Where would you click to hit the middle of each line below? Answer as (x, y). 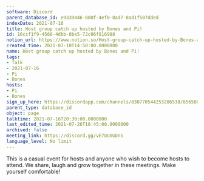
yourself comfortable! (33, 171)
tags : (13, 57)
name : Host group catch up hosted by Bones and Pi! (73, 51)
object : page (23, 113)
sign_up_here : (24, 102)
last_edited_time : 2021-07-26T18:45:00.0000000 (68, 125)
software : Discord (29, 12)
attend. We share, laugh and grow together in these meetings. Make (91, 165)
